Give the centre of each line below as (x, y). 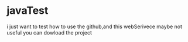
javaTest (28, 11)
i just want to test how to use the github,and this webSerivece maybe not (95, 26)
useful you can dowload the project (49, 32)
